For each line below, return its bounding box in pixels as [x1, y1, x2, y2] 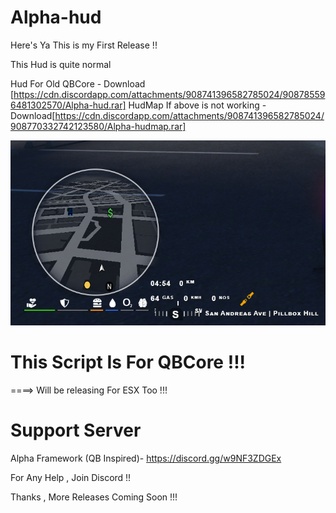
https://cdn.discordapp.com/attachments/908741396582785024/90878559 [13, 88, 326, 100]
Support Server [10, 419, 142, 441]
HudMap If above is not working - [128, 99, 267, 111]
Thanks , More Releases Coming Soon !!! [10, 491, 178, 503]
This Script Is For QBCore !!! [10, 351, 247, 374]
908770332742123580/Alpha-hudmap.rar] [10, 120, 187, 132]
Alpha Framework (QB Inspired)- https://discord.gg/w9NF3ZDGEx [10, 452, 282, 464]
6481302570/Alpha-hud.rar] [10, 99, 127, 111]
